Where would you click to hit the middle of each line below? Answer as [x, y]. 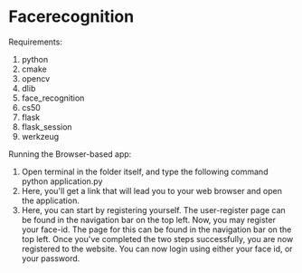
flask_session [47, 127]
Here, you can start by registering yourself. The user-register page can [153, 210]
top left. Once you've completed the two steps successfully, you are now [157, 239]
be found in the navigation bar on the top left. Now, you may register [149, 219]
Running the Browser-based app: [70, 154]
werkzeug [40, 136]
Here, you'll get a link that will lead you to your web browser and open [151, 190]
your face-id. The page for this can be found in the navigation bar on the [156, 229]
